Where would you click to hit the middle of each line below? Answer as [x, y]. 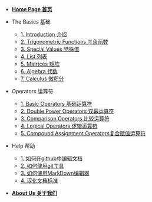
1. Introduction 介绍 [44, 34]
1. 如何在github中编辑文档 [51, 158]
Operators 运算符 [32, 91]
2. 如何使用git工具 [42, 166]
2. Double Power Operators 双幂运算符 [67, 111]
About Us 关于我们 [34, 193]
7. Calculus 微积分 [42, 79]
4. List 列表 [34, 56]
